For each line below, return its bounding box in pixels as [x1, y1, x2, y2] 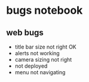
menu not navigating [14, 69, 66, 75]
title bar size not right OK [14, 43, 76, 50]
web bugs [6, 28, 44, 38]
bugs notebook [6, 4, 83, 17]
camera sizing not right [14, 56, 72, 63]
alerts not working [14, 50, 60, 57]
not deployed [14, 62, 48, 69]
